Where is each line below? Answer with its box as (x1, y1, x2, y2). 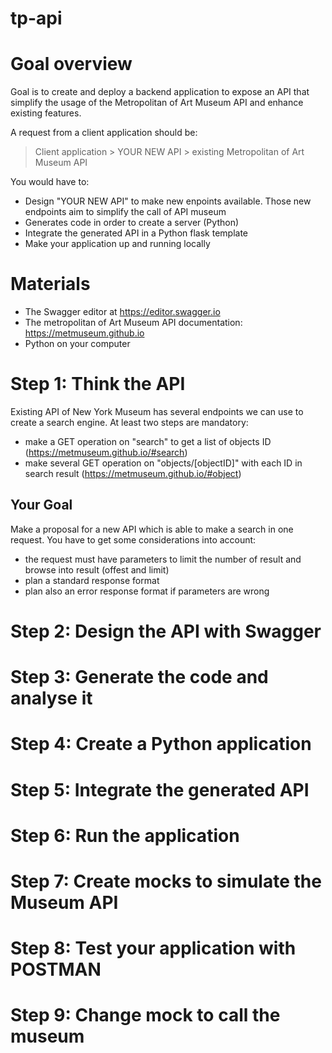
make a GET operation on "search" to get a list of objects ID (24, 436, 272, 447)
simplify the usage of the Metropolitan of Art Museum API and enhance (10, 97, 304, 109)
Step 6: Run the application (10, 824, 240, 847)
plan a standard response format (24, 574, 160, 586)
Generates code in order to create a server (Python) (24, 217, 240, 229)
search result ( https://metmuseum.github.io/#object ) (24, 468, 242, 479)
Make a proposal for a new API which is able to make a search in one (10, 523, 294, 535)
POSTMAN (10, 958, 102, 981)
